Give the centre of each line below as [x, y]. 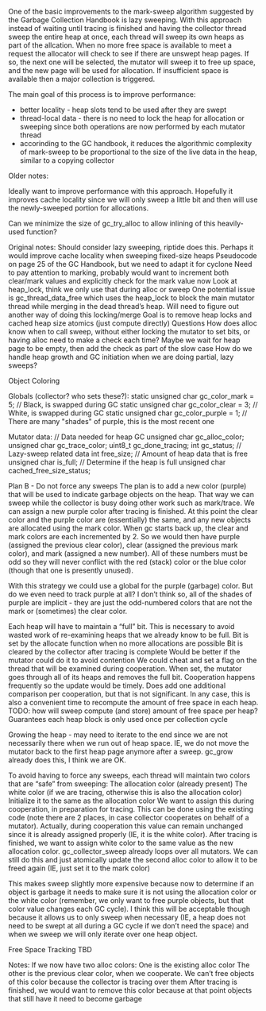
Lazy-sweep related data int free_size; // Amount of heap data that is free [128, 453]
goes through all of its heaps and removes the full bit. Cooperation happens [132, 677]
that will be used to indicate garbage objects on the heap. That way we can [131, 494]
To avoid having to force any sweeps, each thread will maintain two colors [129, 775]
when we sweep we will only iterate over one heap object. [103, 934]
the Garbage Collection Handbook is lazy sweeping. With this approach [125, 20]
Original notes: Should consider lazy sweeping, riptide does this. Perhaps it [131, 247]
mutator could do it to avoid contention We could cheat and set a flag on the [133, 660]
